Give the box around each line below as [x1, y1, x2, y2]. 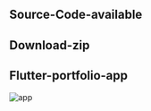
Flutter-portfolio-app [9, 68, 128, 83]
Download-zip [9, 38, 90, 53]
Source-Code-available [9, 7, 143, 22]
